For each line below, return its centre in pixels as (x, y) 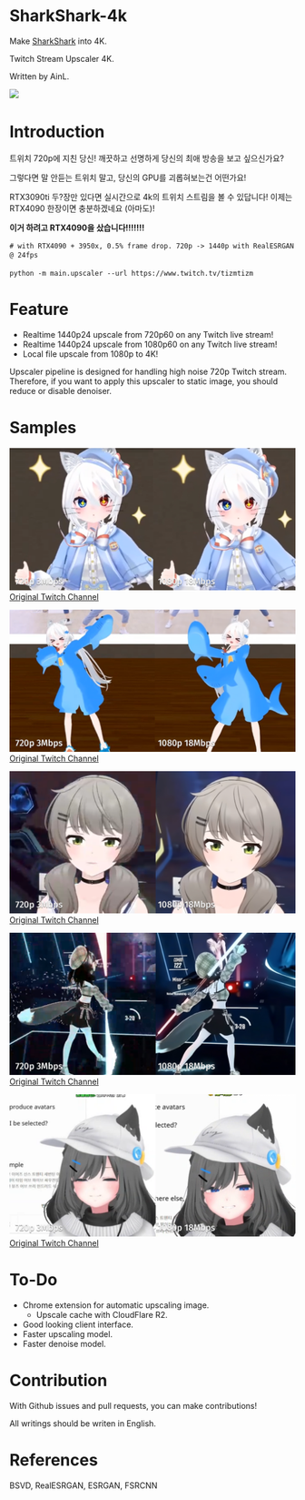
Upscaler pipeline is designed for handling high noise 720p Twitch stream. (148, 371)
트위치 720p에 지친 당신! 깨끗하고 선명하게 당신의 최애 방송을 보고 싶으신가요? (147, 158)
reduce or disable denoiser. (60, 390)
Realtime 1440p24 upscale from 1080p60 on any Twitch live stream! (150, 344)
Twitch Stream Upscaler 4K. (62, 58)
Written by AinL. (39, 76)
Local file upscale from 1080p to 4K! (90, 354)
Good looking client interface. (78, 1324)
